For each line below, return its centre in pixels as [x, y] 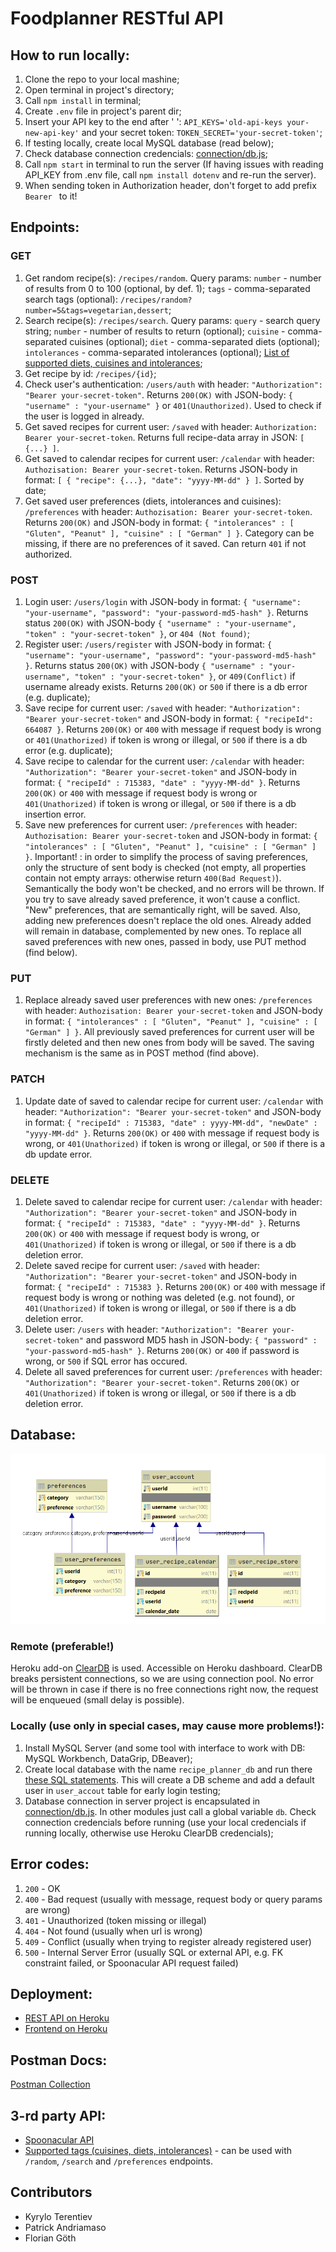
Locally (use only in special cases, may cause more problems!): [167, 1726]
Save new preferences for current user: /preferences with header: [161, 824]
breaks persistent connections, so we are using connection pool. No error [162, 1679]
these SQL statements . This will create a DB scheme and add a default [169, 1779]
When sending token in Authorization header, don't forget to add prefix [170, 185]
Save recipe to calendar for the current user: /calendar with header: [164, 761]
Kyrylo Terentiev [58, 2216]
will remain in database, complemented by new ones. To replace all [163, 931]
